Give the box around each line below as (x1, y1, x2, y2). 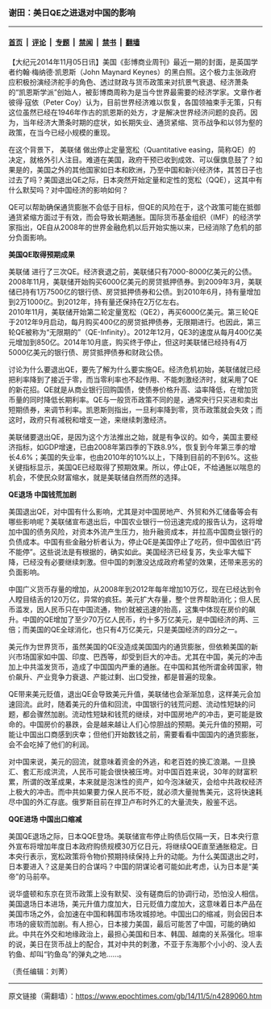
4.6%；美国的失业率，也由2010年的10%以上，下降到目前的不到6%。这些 (15, 452, 259, 461)
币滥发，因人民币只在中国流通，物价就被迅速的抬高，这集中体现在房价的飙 (8, 604, 256, 614)
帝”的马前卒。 (8, 871, 55, 881)
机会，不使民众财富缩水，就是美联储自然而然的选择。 (8, 472, 186, 482)
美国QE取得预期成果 (8, 249, 75, 259)
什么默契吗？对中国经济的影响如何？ (8, 185, 129, 194)
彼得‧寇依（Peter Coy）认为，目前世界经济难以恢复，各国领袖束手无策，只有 (8, 97, 263, 106)
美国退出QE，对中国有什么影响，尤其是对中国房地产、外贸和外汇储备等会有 (8, 507, 259, 516)
